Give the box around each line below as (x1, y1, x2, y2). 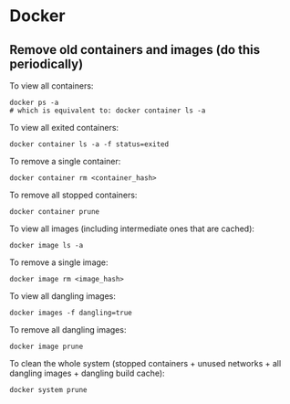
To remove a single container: (9, 156, 121, 166)
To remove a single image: (9, 257, 109, 268)
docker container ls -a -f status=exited (9, 140, 170, 149)
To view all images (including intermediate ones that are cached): (9, 223, 255, 234)
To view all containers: (9, 80, 94, 91)
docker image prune (9, 342, 84, 351)
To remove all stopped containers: (9, 189, 138, 200)
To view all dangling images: (9, 291, 116, 302)
